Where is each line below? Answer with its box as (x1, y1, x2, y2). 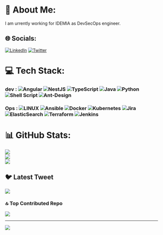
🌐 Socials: (5, 34, 37, 43)
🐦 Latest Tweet (5, 173, 54, 181)
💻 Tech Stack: (5, 65, 65, 76)
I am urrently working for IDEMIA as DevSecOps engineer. (5, 20, 121, 26)
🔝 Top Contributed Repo (5, 200, 63, 207)
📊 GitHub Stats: (5, 129, 71, 141)
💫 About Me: (5, 4, 56, 16)
